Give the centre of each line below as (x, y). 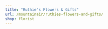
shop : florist (20, 19)
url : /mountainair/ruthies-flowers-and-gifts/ (54, 14)
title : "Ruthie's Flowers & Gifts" (42, 10)
